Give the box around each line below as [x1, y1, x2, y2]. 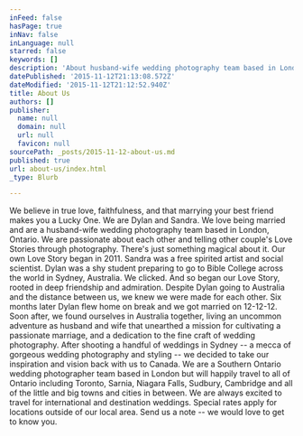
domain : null [17, 123, 67, 132]
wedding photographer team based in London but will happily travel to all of [9, 368, 290, 379]
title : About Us [9, 88, 70, 97]
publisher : [9, 106, 50, 115]
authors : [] [9, 97, 54, 107]
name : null [17, 114, 59, 123]
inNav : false [9, 30, 59, 39]
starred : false [9, 47, 67, 56]
